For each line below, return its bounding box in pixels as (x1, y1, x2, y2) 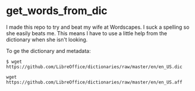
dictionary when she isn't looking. (6, 36, 88, 43)
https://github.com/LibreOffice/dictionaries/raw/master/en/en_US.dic (6, 63, 183, 70)
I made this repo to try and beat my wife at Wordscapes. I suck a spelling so (6, 23, 190, 31)
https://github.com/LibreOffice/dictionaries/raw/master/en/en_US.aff (6, 79, 183, 85)
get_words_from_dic (6, 4, 107, 18)
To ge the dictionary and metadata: (6, 47, 91, 54)
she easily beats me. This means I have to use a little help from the (6, 29, 167, 36)
